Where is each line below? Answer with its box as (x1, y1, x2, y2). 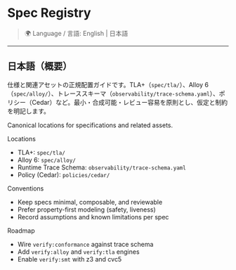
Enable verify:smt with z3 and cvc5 (17, 255, 122, 263)
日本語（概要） (7, 60, 72, 72)
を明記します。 (7, 107, 51, 115)
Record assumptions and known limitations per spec (17, 212, 169, 221)
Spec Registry (7, 5, 91, 21)
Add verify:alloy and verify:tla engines (17, 247, 140, 256)
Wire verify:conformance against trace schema (17, 240, 154, 248)
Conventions (7, 184, 44, 193)
